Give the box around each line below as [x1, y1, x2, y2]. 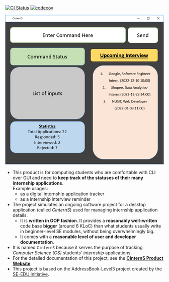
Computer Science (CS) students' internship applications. [12, 250, 132, 256]
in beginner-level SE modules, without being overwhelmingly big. [20, 228, 155, 234]
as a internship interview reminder [20, 196, 91, 202]
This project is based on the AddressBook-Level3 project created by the [12, 265, 162, 272]
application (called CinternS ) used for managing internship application [12, 207, 158, 213]
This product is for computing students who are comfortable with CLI [12, 169, 156, 175]
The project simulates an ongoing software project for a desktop [12, 201, 146, 207]
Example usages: [12, 185, 48, 191]
